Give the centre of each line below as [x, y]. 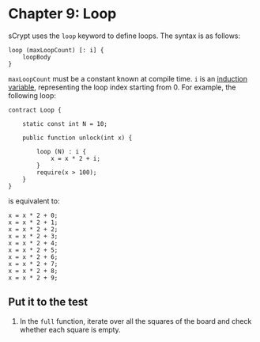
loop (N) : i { [62, 151]
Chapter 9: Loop [62, 14]
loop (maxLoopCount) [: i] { [56, 50]
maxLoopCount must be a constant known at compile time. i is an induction [128, 78]
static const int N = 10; [65, 123]
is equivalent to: [34, 201]
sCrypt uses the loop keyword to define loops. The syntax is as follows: [124, 36]
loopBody [37, 57]
